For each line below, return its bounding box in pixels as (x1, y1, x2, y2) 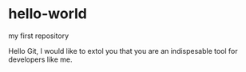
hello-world (8, 5, 88, 23)
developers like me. (8, 55, 73, 64)
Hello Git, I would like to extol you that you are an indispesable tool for (8, 46, 238, 55)
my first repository (8, 31, 69, 40)
